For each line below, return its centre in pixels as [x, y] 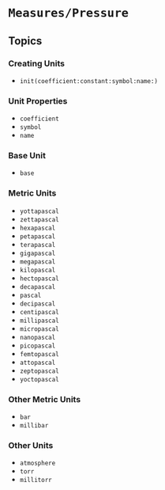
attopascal [37, 363]
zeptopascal [39, 371]
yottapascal [39, 211]
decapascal [37, 287]
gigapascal [37, 253]
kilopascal [37, 270]
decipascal [37, 304]
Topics [25, 41]
